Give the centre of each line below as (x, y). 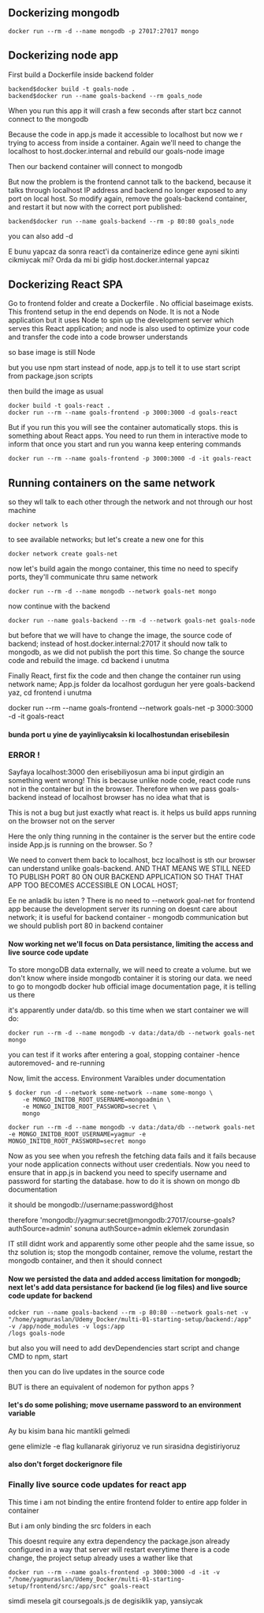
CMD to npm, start (38, 1356)
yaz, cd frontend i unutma (50, 693)
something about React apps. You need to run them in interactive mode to (128, 436)
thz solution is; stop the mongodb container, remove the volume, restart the (130, 1253)
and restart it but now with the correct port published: (95, 207)
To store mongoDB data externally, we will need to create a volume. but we (130, 970)
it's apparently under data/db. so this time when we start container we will (128, 1010)
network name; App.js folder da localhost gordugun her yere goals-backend (132, 684)
